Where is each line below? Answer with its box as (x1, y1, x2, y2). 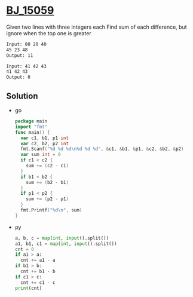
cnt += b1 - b (20, 268, 56, 274)
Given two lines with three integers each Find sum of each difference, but (6, 23, 187, 30)
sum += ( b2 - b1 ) (26, 179, 69, 185)
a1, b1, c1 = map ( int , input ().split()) (14, 240, 117, 247)
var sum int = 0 (20, 152, 61, 158)
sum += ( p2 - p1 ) (26, 196, 69, 202)
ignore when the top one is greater (6, 29, 91, 36)
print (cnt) (14, 285, 42, 291)
